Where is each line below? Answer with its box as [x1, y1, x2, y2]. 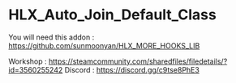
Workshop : [8, 56, 47, 66]
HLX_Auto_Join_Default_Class [8, 6, 217, 24]
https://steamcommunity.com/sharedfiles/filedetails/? [48, 56, 228, 66]
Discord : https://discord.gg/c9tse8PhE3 [64, 64, 200, 74]
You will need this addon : [8, 32, 95, 42]
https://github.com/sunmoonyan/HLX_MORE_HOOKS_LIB [8, 40, 200, 50]
